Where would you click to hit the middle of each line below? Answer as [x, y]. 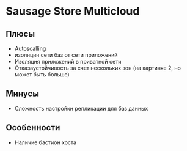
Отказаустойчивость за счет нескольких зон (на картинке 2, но [98, 68]
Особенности [33, 127]
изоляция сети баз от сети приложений [66, 55]
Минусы [22, 94]
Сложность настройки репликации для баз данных [81, 108]
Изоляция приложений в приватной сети [68, 61]
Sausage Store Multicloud [73, 11]
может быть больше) [42, 74]
